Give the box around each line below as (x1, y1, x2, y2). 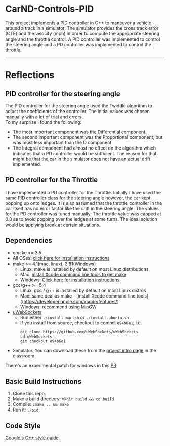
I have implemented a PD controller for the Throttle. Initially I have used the (5, 189, 161, 195)
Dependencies (5, 236, 52, 245)
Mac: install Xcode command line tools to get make (20, 271, 126, 277)
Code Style (5, 421, 41, 430)
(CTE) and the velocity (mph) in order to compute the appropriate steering (5, 30, 160, 36)
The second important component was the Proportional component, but (12, 134, 163, 140)
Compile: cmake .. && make (12, 401, 69, 407)
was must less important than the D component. (12, 139, 113, 145)
